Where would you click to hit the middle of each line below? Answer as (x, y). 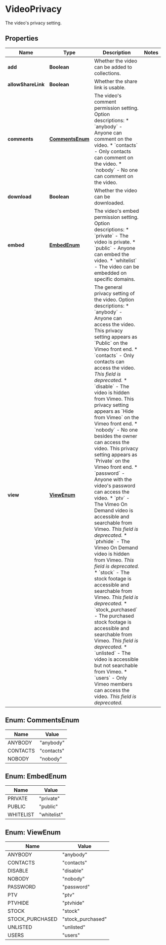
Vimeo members (113, 684)
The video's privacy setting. (33, 23)
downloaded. (109, 203)
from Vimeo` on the (117, 417)
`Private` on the (112, 461)
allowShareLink (26, 84)
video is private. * (115, 242)
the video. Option (114, 300)
